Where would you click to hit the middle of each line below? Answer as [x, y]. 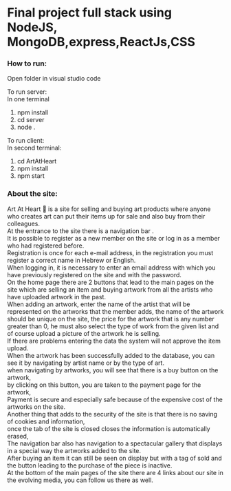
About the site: [33, 194]
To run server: [27, 92]
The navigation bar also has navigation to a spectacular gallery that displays [115, 443]
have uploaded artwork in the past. [57, 297]
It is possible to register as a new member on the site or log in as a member [113, 238]
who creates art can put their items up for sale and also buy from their [106, 216]
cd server [31, 120]
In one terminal [29, 99]
